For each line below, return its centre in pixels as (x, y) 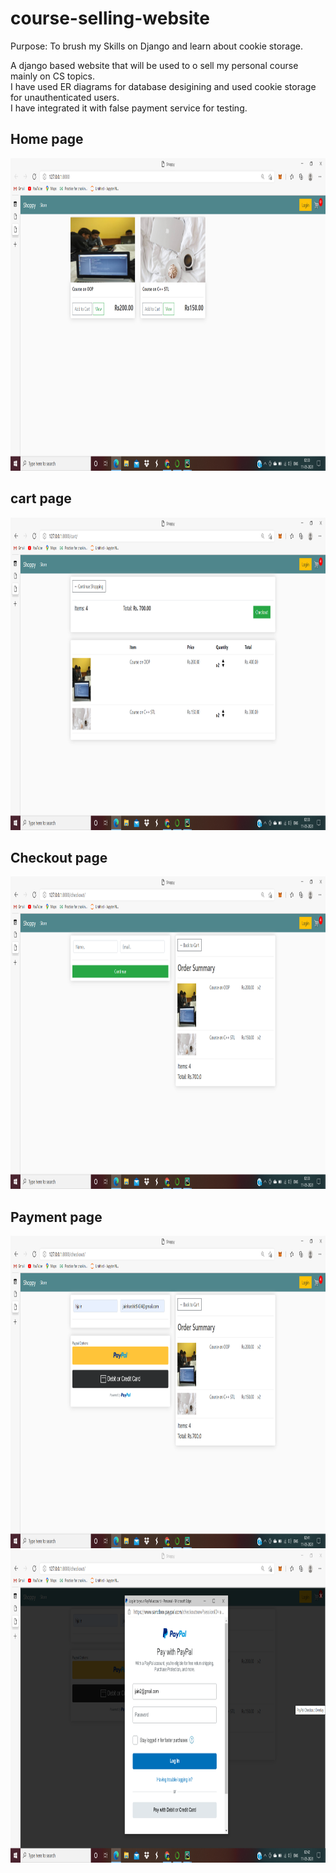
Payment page (56, 1217)
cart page (41, 498)
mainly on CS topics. (53, 76)
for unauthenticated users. (65, 97)
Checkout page (59, 857)
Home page (47, 139)
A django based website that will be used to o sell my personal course (154, 65)
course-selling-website (110, 18)
